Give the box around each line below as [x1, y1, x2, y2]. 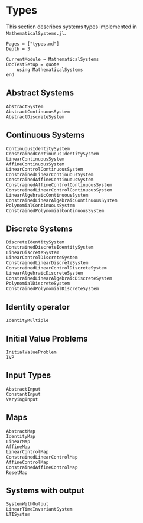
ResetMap [6, 469, 28, 476]
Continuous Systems [6, 130, 85, 140]
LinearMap [6, 438, 31, 444]
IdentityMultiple [6, 317, 49, 324]
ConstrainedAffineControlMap [6, 464, 78, 470]
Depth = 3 [6, 46, 31, 52]
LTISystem [6, 512, 31, 518]
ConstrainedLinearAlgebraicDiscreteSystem [6, 275, 112, 281]
